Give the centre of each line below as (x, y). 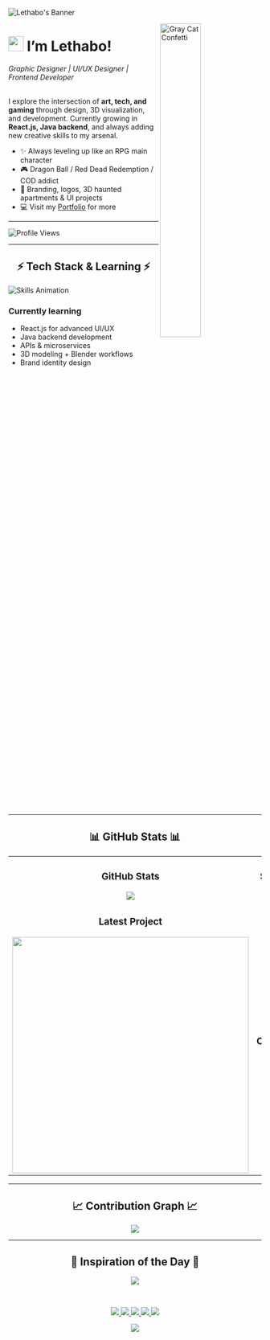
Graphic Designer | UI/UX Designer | (68, 68)
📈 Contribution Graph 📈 (135, 1206)
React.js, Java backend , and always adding (81, 127)
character (36, 160)
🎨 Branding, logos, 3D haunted (71, 189)
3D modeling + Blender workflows (76, 354)
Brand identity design (55, 363)
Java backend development (66, 337)
